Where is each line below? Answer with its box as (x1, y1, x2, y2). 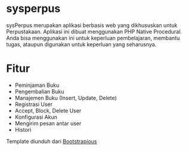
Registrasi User (14, 101, 53, 108)
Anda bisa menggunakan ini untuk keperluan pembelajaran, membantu (6, 34, 180, 41)
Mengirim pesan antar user (14, 119, 82, 127)
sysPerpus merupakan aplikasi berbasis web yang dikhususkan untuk (6, 22, 178, 29)
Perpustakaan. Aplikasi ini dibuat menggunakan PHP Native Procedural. (6, 28, 182, 35)
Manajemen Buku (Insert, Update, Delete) (14, 94, 118, 101)
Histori (14, 126, 32, 133)
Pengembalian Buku (14, 87, 64, 95)
